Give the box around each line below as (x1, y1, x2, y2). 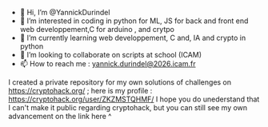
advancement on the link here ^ (8, 112, 112, 121)
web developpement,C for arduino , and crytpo (19, 25, 174, 34)
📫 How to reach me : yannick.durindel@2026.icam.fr (19, 59, 196, 68)
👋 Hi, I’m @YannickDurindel (19, 8, 110, 17)
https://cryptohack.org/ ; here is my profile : (8, 86, 153, 95)
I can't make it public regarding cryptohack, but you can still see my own (8, 103, 248, 112)
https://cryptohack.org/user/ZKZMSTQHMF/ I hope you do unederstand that (8, 94, 260, 104)
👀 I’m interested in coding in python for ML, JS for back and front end (19, 16, 249, 26)
